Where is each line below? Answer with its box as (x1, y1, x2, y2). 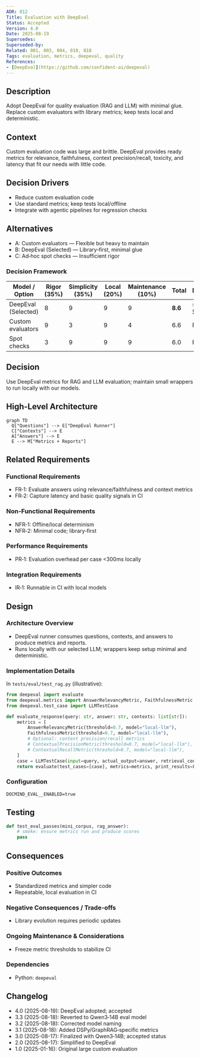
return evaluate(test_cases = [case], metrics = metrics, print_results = (17, 763, 193, 770)
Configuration (6, 778, 48, 786)
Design (6, 601, 33, 612)
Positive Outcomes (6, 869, 62, 877)
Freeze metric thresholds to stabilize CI (14, 945, 111, 952)
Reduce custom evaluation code (14, 193, 94, 201)
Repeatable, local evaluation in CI (14, 889, 97, 896)
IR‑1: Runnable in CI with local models (14, 584, 107, 591)
